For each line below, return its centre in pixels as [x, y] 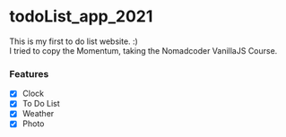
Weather [38, 114]
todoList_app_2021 [81, 17]
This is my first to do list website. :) [74, 41]
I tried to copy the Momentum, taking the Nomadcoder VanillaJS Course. [143, 50]
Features [29, 73]
